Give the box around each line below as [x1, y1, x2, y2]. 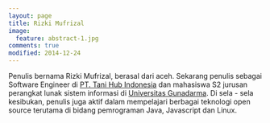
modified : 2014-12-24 [8, 49, 81, 57]
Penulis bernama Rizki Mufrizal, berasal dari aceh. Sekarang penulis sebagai [8, 72, 262, 80]
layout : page [8, 11, 52, 20]
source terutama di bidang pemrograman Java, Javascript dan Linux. [8, 105, 238, 115]
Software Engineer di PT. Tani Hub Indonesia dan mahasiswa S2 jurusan [8, 80, 248, 89]
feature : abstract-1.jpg [15, 34, 99, 43]
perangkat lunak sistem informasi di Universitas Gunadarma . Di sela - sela [8, 88, 254, 97]
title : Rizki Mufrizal [8, 19, 85, 27]
